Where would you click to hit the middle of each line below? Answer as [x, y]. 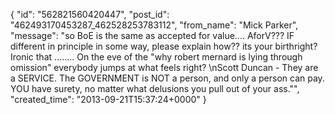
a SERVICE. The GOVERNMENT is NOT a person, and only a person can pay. [167, 78]
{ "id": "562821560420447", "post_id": [90, 14]
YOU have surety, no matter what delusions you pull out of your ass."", [155, 88]
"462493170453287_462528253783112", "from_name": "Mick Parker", [154, 25]
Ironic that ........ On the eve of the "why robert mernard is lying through [156, 57]
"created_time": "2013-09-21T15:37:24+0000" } [108, 99]
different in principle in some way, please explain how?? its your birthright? [164, 46]
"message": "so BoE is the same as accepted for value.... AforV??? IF [152, 35]
